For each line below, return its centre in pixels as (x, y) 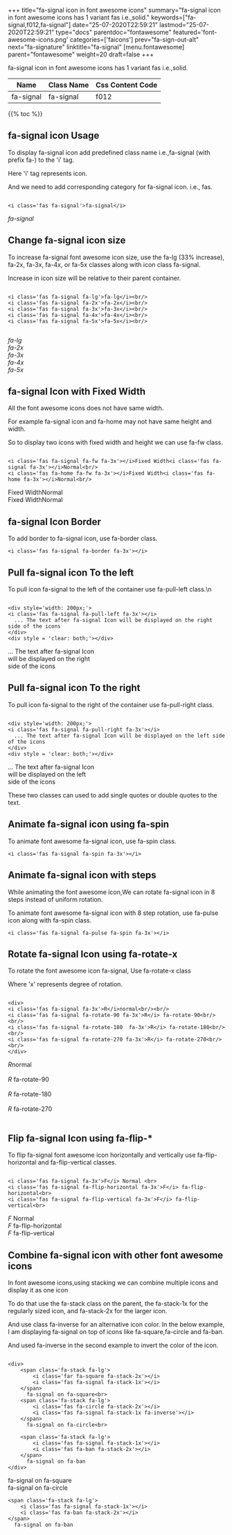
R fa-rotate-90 (28, 1080)
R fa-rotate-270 (30, 1109)
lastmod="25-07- (185, 25)
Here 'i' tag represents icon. (48, 173)
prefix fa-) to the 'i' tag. (41, 160)
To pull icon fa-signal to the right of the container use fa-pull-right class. (111, 704)
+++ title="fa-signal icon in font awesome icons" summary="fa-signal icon (114, 10)
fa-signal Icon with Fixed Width (77, 392)
